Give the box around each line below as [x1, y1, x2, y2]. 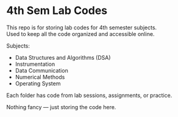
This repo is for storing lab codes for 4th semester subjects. [6, 24, 157, 31]
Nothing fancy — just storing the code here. [6, 103, 116, 110]
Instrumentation [15, 60, 55, 68]
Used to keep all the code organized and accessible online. [6, 30, 155, 37]
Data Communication [15, 66, 68, 74]
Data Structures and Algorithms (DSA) [15, 54, 111, 61]
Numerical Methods [15, 73, 65, 80]
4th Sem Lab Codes [6, 4, 108, 18]
